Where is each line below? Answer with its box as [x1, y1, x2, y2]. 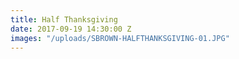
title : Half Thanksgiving [10, 14, 118, 25]
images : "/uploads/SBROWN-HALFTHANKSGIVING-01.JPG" [10, 33, 230, 43]
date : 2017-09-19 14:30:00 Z [10, 24, 132, 34]
